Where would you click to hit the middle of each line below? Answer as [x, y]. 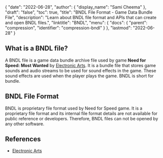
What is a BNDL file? [37, 48]
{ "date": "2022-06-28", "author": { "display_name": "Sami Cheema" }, [76, 7]
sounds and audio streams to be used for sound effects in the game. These [81, 70]
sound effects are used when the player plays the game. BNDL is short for [79, 76]
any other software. [25, 124]
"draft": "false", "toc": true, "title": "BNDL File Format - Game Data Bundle [79, 12]
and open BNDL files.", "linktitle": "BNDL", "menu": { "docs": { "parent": [76, 23]
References [23, 139]
